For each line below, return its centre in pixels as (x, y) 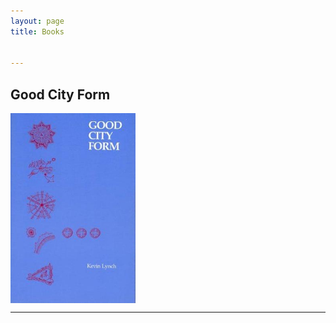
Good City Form (60, 94)
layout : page (37, 21)
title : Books (37, 31)
